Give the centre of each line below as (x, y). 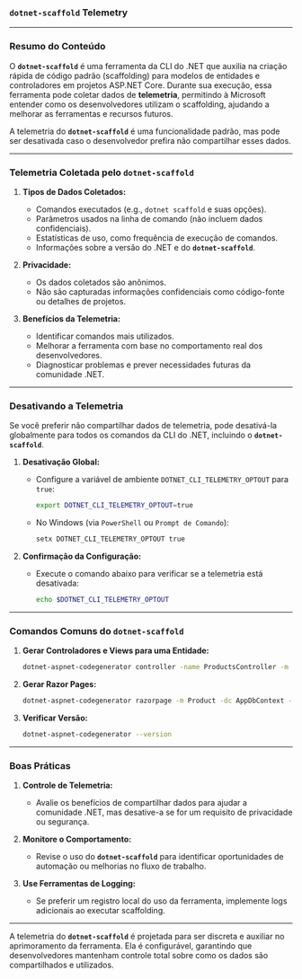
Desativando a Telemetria (67, 406)
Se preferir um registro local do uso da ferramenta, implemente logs (161, 901)
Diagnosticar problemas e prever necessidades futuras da (143, 365)
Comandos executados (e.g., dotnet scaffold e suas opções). (151, 209)
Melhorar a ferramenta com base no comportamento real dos (149, 345)
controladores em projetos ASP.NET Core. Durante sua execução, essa (141, 85)
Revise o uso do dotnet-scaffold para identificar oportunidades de (160, 857)
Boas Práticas (40, 765)
